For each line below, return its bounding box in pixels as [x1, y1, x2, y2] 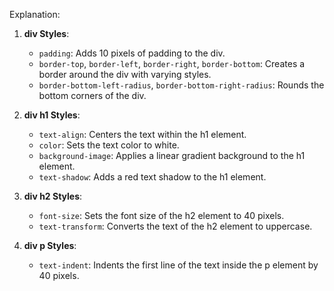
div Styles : [23, 28, 70, 39]
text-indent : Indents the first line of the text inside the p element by [38, 259, 319, 271]
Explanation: [9, 9, 61, 20]
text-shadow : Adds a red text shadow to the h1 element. [38, 171, 267, 183]
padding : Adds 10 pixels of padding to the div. [38, 47, 226, 59]
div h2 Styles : [23, 190, 83, 202]
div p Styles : [23, 240, 77, 251]
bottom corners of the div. [38, 90, 147, 101]
